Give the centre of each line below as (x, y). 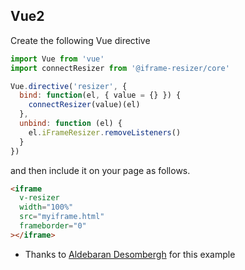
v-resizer (39, 198)
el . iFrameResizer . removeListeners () (105, 132)
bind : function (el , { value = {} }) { (100, 95)
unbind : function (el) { (71, 124)
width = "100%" (46, 207)
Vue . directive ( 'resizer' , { (69, 86)
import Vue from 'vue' (57, 59)
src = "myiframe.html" (62, 217)
